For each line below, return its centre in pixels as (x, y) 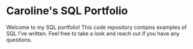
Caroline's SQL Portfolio (67, 11)
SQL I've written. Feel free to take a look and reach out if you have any (93, 33)
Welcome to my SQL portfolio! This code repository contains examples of (96, 27)
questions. (19, 40)
